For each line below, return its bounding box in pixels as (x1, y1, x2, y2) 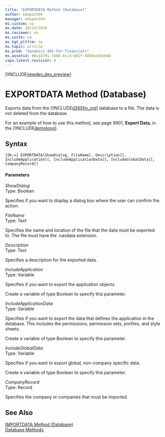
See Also (5, 408, 33, 417)
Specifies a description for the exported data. (5, 257, 98, 263)
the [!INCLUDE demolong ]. (5, 125, 58, 131)
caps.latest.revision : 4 (5, 58, 56, 63)
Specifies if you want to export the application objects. (5, 282, 116, 288)
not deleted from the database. (5, 110, 68, 116)
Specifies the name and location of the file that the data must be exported (5, 227, 155, 233)
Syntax (5, 140, 28, 148)
